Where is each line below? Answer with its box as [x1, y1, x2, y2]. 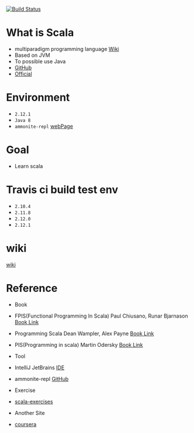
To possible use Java [14, 57, 66, 64]
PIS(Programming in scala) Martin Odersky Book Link [14, 341, 144, 348]
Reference [6, 281, 57, 295]
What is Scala [6, 26, 74, 39]
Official [14, 70, 32, 77]
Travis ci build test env [6, 183, 118, 196]
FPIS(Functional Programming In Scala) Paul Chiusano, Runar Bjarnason [14, 312, 189, 319]
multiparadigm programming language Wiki [14, 45, 119, 52]
